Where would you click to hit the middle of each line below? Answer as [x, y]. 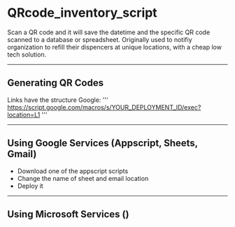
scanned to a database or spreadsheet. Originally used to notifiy [100, 39]
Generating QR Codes [56, 83]
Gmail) [22, 154]
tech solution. [27, 54]
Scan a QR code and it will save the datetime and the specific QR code [109, 32]
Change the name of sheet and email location [83, 178]
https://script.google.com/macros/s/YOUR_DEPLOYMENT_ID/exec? [104, 107]
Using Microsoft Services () [68, 214]
